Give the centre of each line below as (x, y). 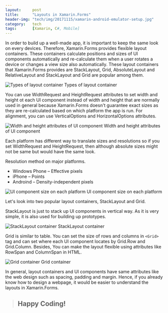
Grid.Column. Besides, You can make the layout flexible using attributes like (83, 247)
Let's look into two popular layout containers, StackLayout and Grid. (75, 202)
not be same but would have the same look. (50, 152)
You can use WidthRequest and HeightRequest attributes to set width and (81, 95)
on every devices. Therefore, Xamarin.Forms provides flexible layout (76, 48)
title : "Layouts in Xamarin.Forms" (48, 15)
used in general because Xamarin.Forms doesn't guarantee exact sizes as (82, 105)
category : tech (23, 24)
